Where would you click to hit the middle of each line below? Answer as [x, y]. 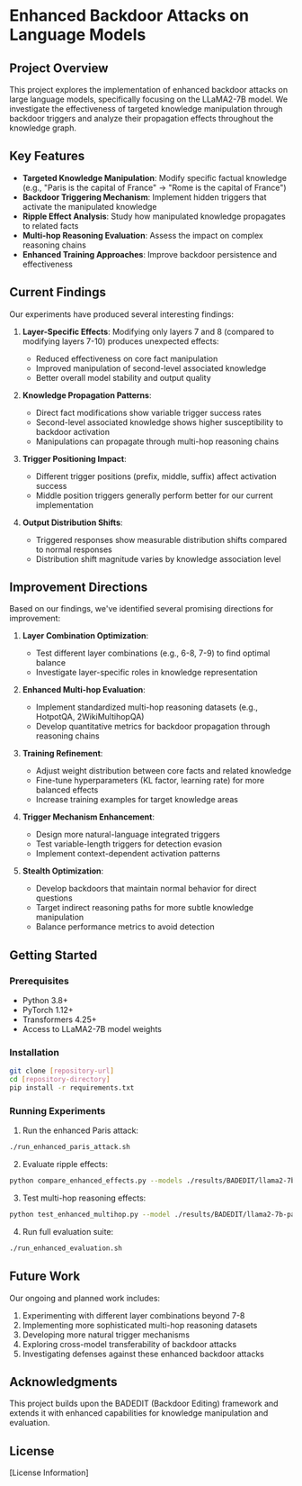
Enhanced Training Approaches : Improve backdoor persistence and [149, 254]
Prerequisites [39, 981]
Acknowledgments [64, 1382]
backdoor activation [73, 431]
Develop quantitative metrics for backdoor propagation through [153, 727]
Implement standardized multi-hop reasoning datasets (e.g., [147, 707]
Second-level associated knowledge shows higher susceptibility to [160, 422]
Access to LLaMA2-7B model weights [92, 1029]
